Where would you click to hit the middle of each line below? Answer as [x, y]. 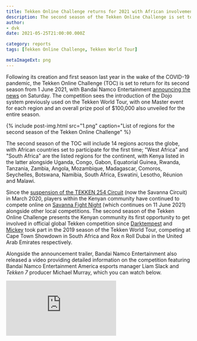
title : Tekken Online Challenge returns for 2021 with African [85, 11]
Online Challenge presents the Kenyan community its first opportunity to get [98, 217]
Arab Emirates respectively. [39, 242]
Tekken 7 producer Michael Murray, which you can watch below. [84, 272]
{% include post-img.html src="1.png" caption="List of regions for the [90, 126]
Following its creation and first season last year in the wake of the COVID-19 [98, 76]
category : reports [28, 44]
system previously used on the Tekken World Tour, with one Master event [95, 102]
